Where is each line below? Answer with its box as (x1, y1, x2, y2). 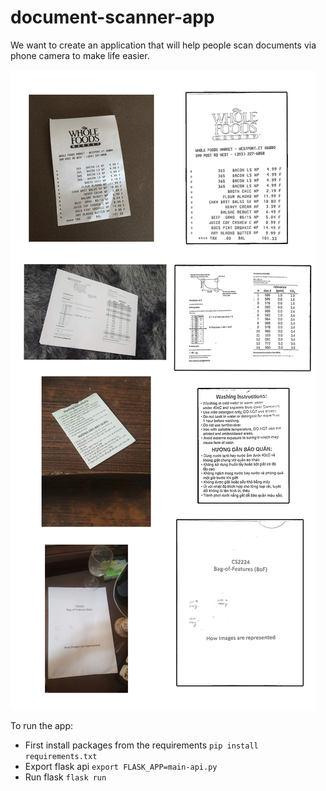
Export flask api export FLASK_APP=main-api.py (24, 760, 218, 772)
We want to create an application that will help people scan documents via (10, 39, 317, 51)
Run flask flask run (24, 771, 107, 783)
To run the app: (10, 719, 74, 731)
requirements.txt (24, 751, 98, 761)
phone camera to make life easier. (10, 49, 150, 61)
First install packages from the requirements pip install (24, 739, 259, 751)
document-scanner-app (10, 6, 215, 29)
